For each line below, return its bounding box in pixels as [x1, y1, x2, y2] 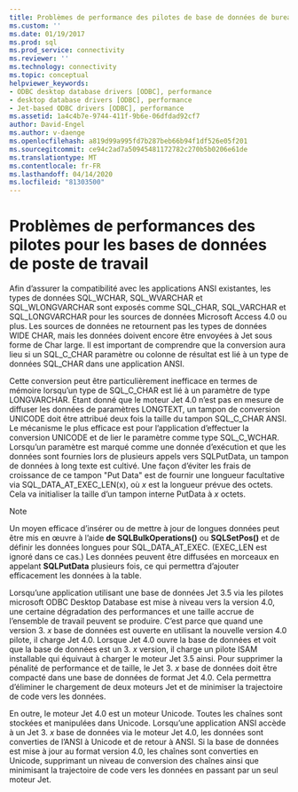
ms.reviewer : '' [9, 54, 69, 63]
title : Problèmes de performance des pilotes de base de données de [9, 12, 268, 22]
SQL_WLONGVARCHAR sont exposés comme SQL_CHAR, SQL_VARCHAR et [9, 302, 286, 313]
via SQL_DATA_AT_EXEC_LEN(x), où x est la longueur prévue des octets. [9, 480, 273, 490]
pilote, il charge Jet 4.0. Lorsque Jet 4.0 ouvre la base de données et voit [9, 635, 277, 646]
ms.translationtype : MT [9, 153, 98, 162]
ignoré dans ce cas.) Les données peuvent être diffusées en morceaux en [9, 552, 279, 562]
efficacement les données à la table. [9, 570, 142, 581]
